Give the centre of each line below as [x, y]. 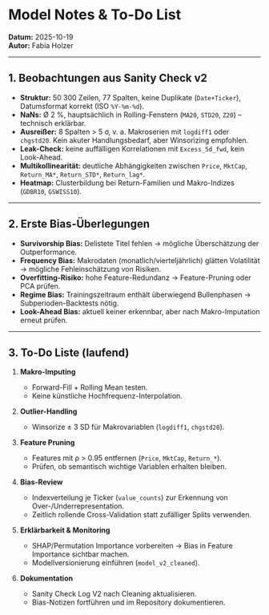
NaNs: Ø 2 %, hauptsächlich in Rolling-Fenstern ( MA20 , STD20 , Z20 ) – [130, 115]
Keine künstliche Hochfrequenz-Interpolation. [107, 396]
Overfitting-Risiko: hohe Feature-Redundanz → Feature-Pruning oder [136, 277]
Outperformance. [48, 252]
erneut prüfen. [44, 320]
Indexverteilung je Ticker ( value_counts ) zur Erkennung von [130, 498]
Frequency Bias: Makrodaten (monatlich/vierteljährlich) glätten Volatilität [140, 260]
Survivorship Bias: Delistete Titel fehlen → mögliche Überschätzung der [139, 243]
